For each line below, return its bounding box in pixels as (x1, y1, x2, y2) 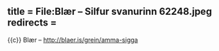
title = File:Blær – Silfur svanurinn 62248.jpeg (7, 6, 213, 18)
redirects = (7, 17, 57, 29)
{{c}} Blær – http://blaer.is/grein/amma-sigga (7, 35, 138, 44)
